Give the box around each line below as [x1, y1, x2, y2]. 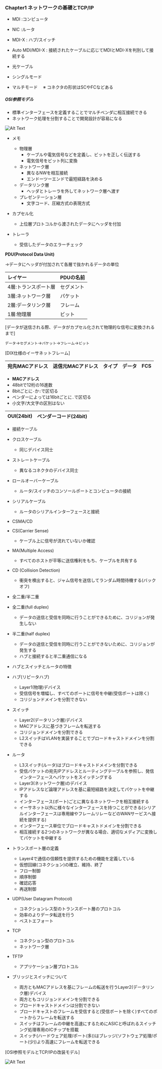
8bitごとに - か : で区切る [12, 388, 59, 394]
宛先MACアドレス [7, 363, 48, 370]
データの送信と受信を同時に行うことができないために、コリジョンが [19, 641, 155, 647]
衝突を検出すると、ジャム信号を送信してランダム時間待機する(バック [19, 578, 156, 583]
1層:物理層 [7, 311, 31, 318]
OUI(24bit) [7, 413, 32, 420]
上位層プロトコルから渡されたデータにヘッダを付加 [19, 221, 121, 227]
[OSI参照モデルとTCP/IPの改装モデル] [5, 1049, 80, 1055]
